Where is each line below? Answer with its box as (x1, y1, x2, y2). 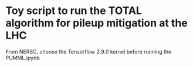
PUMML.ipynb (5, 54, 40, 61)
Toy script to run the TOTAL (5, 4, 142, 17)
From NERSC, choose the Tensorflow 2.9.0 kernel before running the (5, 48, 172, 55)
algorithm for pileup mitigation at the (5, 16, 188, 30)
